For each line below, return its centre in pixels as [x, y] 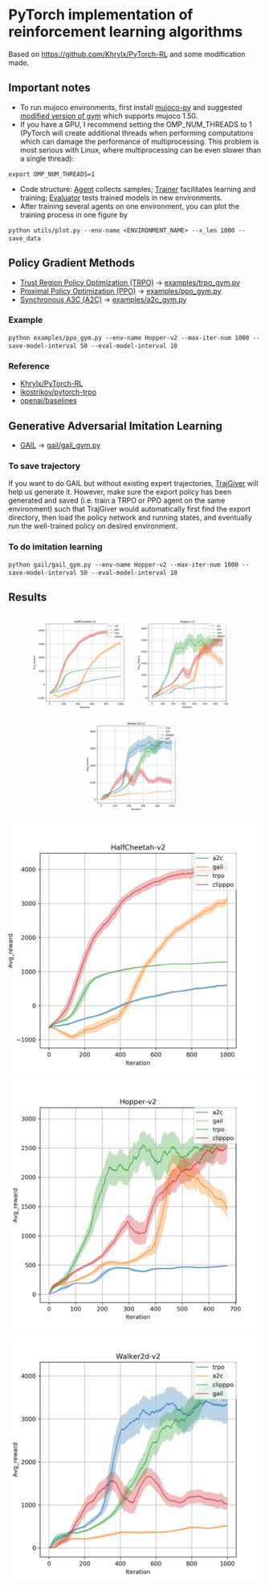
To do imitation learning [55, 547]
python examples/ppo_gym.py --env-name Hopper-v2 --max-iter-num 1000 [129, 338]
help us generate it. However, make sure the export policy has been [120, 492]
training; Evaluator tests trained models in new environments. [121, 198]
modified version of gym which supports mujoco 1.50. [109, 116]
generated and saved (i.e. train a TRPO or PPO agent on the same [117, 500]
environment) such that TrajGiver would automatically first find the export [130, 509]
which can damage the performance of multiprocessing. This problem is [139, 141]
